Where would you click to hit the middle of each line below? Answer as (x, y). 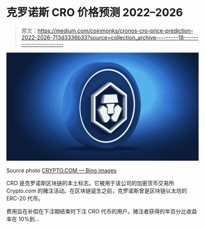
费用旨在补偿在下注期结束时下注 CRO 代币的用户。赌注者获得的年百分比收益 (102, 211)
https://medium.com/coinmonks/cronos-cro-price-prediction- (115, 31)
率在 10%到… (23, 219)
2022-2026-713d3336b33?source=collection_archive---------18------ (110, 37)
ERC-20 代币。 (25, 199)
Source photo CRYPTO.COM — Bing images (62, 171)
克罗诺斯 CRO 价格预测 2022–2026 (95, 13)
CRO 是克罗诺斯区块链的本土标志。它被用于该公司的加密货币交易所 (90, 183)
